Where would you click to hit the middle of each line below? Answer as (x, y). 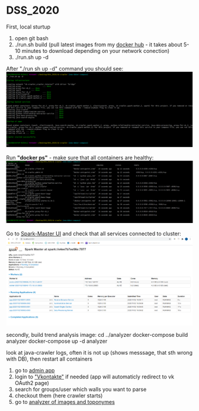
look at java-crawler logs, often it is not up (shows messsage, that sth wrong (99, 353)
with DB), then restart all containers (49, 359)
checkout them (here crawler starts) (59, 396)
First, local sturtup (28, 27)
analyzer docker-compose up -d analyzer (57, 341)
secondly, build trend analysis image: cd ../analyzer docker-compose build (97, 335)
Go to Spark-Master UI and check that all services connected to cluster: (94, 233)
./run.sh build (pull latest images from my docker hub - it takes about (98, 44)
